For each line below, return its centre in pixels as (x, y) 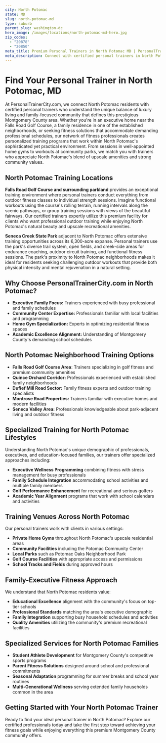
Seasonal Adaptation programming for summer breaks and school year (85, 676)
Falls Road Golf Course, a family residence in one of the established (74, 125)
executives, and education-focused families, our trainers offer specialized (80, 455)
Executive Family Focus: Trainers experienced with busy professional (83, 303)
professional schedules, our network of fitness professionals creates (75, 136)
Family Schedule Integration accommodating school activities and (80, 480)
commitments (26, 671)
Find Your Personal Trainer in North (79, 80)
